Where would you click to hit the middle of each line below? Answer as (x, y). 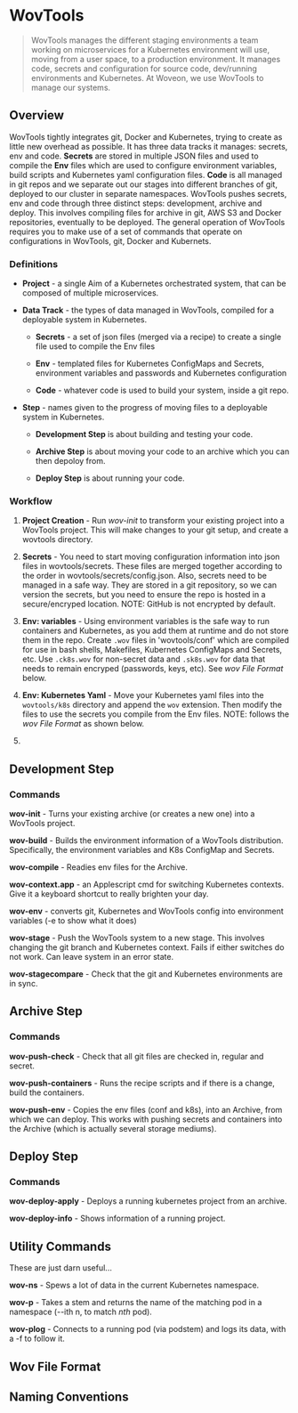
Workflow (31, 501)
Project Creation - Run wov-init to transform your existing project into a (153, 521)
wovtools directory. (57, 540)
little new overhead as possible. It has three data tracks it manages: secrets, (149, 146)
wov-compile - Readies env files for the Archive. (99, 867)
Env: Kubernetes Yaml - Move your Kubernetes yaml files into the (143, 695)
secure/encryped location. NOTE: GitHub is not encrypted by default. (149, 604)
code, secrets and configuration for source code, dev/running (144, 69)
